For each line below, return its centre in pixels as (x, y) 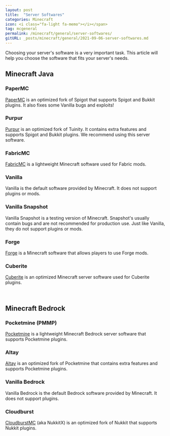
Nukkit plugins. (21, 428)
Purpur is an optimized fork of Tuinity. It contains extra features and (76, 129)
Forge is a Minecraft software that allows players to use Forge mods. (77, 253)
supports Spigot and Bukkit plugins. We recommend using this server (78, 135)
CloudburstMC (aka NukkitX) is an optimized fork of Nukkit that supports (81, 422)
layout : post (19, 10)
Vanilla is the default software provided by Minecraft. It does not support (81, 188)
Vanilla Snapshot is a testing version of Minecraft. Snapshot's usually (77, 218)
